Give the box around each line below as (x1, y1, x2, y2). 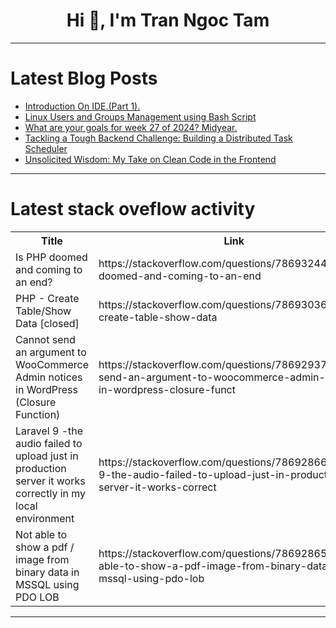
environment (15, 511, 75, 525)
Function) (15, 407, 61, 421)
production (15, 461, 67, 475)
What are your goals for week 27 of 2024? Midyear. (24, 121, 238, 133)
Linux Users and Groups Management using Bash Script (24, 110, 257, 123)
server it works (15, 474, 86, 488)
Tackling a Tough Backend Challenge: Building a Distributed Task (24, 132, 293, 144)
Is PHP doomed (15, 250, 88, 264)
